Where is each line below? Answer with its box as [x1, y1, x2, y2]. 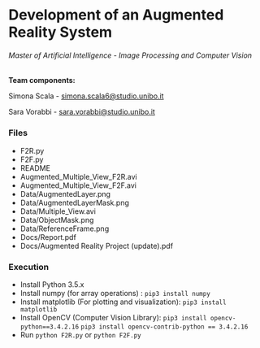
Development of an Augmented [8, 6, 224, 24]
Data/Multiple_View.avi [19, 206, 96, 216]
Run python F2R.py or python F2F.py [19, 329, 141, 339]
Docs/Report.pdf [19, 232, 77, 241]
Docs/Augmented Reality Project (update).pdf [19, 241, 173, 250]
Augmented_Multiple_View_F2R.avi [19, 172, 137, 181]
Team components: [8, 76, 76, 85]
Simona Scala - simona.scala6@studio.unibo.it [8, 91, 164, 101]
